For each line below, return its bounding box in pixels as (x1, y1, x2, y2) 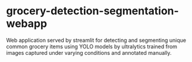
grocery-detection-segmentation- (6, 4, 180, 18)
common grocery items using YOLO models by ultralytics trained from (6, 43, 177, 50)
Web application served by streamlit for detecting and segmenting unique (6, 36, 186, 44)
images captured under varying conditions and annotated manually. (6, 49, 172, 56)
